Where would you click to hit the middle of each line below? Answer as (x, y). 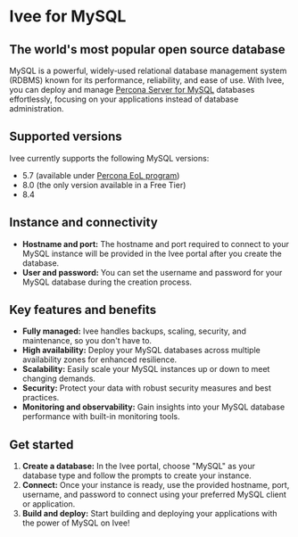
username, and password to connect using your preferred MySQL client (154, 495)
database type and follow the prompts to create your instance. (137, 475)
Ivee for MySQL (68, 17)
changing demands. (59, 379)
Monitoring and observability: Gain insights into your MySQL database (153, 407)
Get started (41, 445)
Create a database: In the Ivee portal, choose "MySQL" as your (139, 467)
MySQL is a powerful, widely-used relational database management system (148, 70)
